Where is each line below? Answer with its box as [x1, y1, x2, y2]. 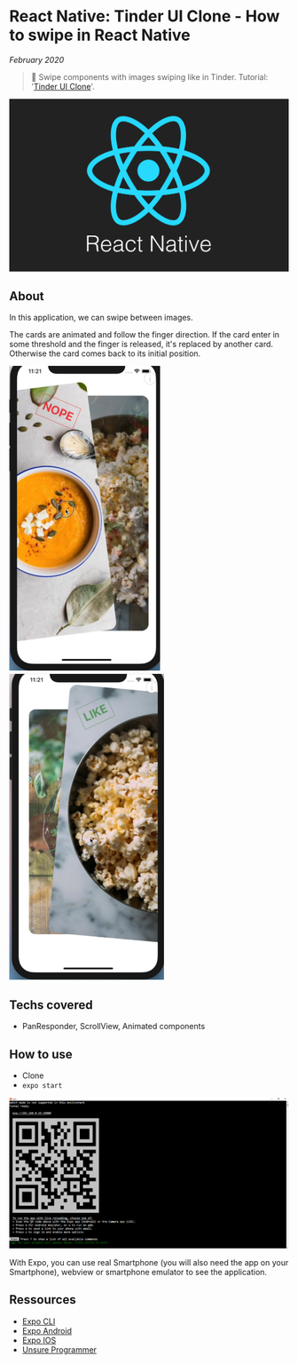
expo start [21, 1081, 63, 1090]
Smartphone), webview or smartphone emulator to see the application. [9, 1266, 268, 1277]
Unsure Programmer [21, 1344, 98, 1355]
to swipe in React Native [9, 25, 191, 45]
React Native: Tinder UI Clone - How [9, 6, 280, 27]
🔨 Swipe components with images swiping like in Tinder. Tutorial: [30, 71, 269, 82]
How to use [9, 1046, 73, 1062]
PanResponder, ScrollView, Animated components [21, 1021, 206, 1032]
